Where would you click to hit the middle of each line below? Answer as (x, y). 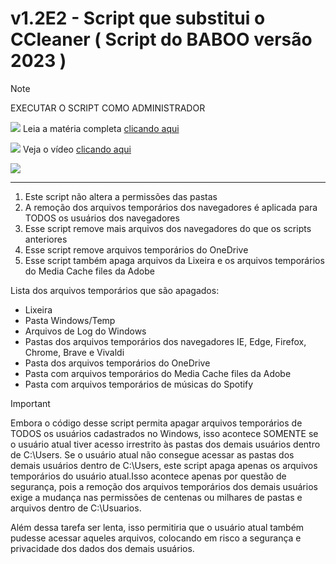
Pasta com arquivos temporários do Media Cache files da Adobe (158, 373)
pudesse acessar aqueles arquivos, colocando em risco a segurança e (156, 538)
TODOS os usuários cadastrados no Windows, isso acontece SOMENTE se (164, 433)
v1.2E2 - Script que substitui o (138, 18)
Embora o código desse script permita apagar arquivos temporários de (156, 423)
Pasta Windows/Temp (70, 320)
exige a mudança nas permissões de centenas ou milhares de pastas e (156, 497)
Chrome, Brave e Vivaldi (74, 352)
